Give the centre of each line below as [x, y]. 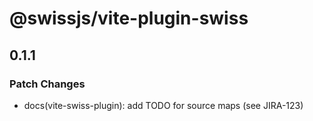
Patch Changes [47, 84]
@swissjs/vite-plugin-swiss [129, 18]
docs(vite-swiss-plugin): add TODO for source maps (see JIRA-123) [163, 105]
